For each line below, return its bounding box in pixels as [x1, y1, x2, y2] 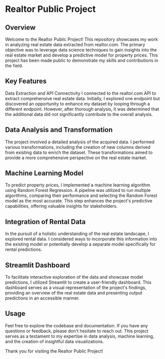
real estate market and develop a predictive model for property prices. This [5, 52, 158, 58]
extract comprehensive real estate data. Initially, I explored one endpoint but [5, 95, 160, 101]
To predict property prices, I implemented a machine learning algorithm [5, 182, 151, 188]
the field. [5, 63, 23, 68]
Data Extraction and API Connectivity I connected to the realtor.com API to [5, 90, 157, 96]
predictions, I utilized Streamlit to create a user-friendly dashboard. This [5, 279, 152, 286]
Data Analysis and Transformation [5, 125, 113, 134]
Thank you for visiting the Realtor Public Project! [5, 348, 104, 354]
